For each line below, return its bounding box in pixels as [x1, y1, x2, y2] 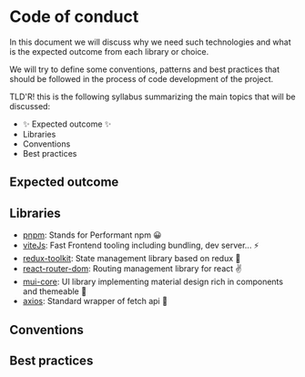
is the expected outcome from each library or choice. [9, 46, 209, 56]
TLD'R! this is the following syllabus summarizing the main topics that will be [9, 91, 296, 102]
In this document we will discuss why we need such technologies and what [9, 36, 291, 47]
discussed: [9, 100, 51, 111]
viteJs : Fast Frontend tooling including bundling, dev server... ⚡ [22, 239, 259, 251]
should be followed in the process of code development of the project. [9, 73, 274, 84]
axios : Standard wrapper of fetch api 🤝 [22, 296, 168, 307]
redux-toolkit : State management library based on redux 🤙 [22, 253, 241, 264]
